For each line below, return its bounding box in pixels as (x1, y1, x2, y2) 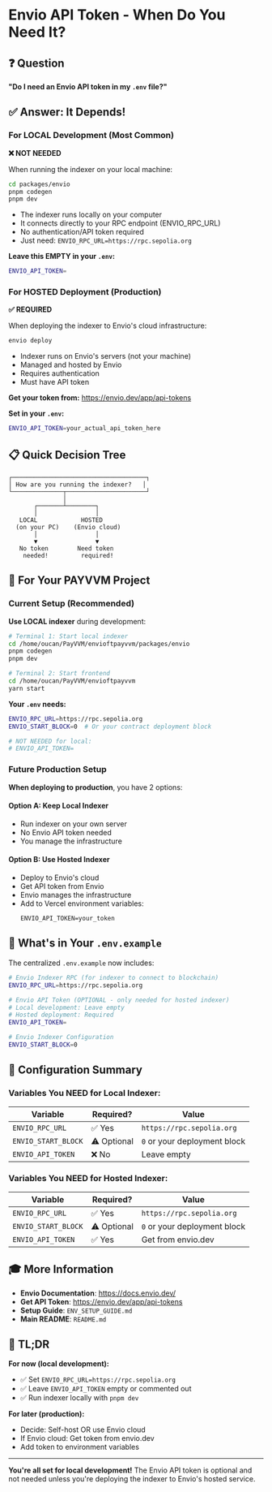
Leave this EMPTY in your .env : (8, 252, 116, 261)
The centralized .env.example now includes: (8, 958, 155, 968)
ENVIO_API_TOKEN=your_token (19, 915, 115, 923)
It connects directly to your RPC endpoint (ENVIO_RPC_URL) (19, 218, 221, 228)
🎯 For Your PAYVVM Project (8, 574, 151, 588)
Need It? (8, 23, 66, 41)
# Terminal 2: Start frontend (8, 670, 111, 678)
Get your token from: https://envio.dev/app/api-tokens (8, 393, 192, 403)
